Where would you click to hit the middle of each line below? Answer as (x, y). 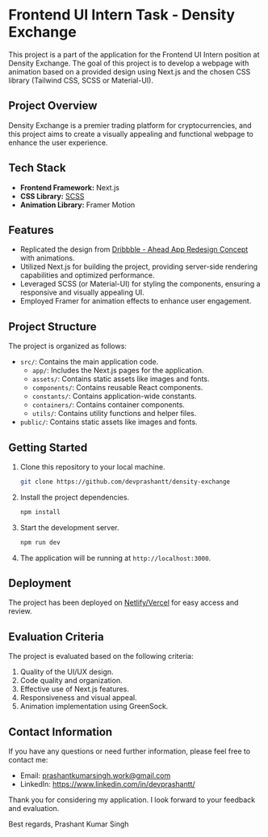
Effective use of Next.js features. (74, 689)
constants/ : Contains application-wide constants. (114, 396)
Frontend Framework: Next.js (69, 187)
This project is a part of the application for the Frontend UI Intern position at (134, 54)
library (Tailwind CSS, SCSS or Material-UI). (81, 80)
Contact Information (61, 731)
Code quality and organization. (71, 681)
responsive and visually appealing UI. (82, 292)
